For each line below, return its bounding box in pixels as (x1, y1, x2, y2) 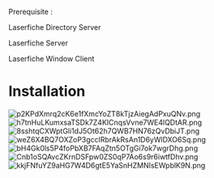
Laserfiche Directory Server (8, 23, 101, 32)
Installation (8, 83, 86, 100)
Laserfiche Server (8, 38, 69, 48)
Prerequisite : (8, 7, 53, 16)
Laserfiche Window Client (8, 54, 95, 63)
